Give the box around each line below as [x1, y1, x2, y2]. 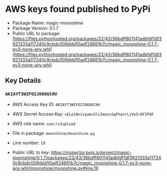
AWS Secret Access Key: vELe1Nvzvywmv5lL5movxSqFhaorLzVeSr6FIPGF [12, 111, 154, 117]
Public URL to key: [12, 149, 50, 155]
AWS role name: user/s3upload [12, 120, 76, 126]
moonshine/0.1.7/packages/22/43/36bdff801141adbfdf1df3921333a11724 [12, 155, 162, 161]
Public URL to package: [12, 30, 61, 36]
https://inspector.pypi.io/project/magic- [51, 149, 132, 155]
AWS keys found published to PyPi [5, 3, 151, 15]
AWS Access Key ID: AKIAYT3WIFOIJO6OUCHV [12, 101, 100, 107]
